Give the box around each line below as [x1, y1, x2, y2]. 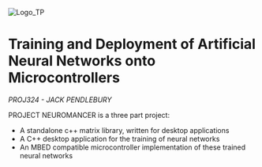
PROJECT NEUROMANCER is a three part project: [8, 110, 170, 120]
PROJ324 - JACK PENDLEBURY [8, 95, 112, 104]
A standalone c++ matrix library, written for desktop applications [19, 125, 230, 135]
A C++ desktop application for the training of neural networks [19, 134, 220, 143]
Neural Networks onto [8, 52, 156, 70]
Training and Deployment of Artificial [8, 36, 256, 53]
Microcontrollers [8, 69, 121, 87]
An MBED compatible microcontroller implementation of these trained [19, 142, 246, 152]
